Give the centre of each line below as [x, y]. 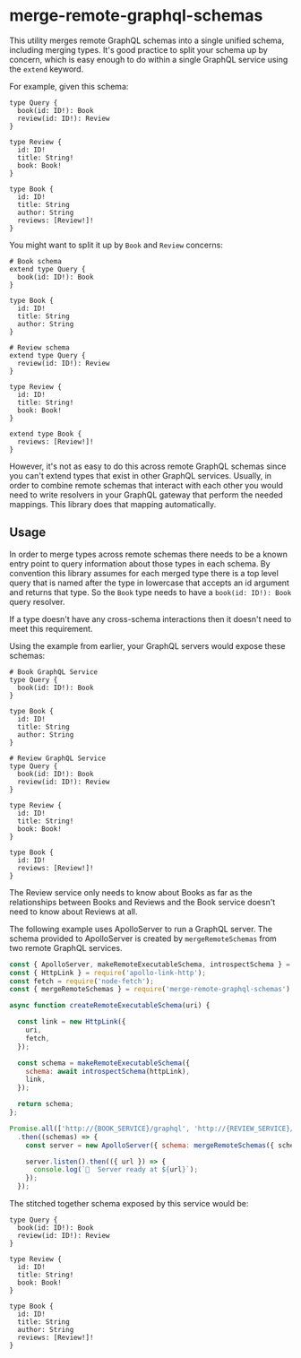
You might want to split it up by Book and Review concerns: [116, 245]
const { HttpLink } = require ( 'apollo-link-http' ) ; [107, 973]
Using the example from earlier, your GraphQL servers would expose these [147, 645]
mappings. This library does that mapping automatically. [113, 504]
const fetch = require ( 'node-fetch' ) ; [82, 981]
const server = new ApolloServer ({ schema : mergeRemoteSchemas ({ [150, 1145]
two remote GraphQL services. [66, 947]
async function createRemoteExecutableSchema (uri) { [110, 1006]
